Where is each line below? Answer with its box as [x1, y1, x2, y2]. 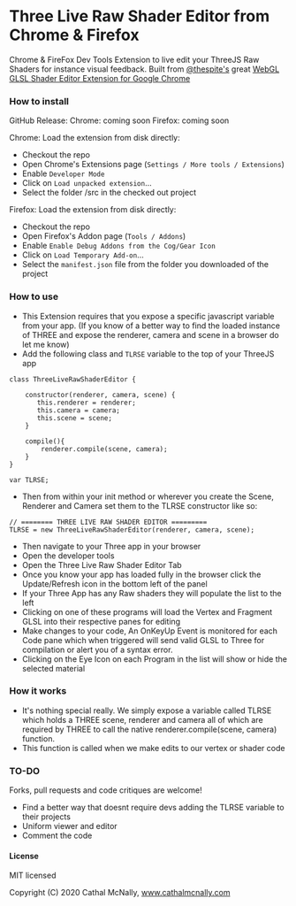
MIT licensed [9, 870, 57, 881]
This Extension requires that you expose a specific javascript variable [21, 311, 276, 321]
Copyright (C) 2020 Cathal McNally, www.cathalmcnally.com [9, 887, 231, 898]
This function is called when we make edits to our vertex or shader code [21, 742, 285, 753]
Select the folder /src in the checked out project [21, 188, 197, 198]
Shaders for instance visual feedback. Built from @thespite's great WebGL [9, 64, 280, 74]
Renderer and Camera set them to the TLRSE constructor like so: [21, 500, 258, 511]
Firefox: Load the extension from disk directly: [9, 204, 177, 215]
